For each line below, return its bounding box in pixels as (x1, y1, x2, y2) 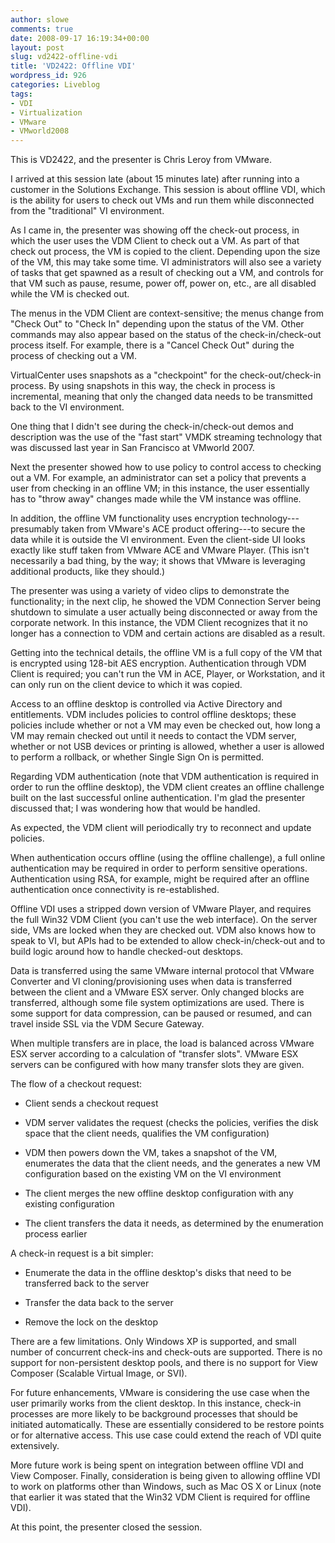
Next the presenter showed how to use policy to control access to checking (10, 461, 322, 473)
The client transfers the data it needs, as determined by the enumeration (24, 1217, 324, 1230)
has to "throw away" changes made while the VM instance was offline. (10, 493, 302, 505)
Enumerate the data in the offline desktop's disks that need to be (24, 1267, 292, 1279)
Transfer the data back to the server (24, 1297, 174, 1309)
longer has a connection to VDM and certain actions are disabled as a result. (10, 627, 326, 640)
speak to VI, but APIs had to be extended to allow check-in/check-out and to (10, 935, 326, 947)
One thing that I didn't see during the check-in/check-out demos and (10, 421, 294, 433)
